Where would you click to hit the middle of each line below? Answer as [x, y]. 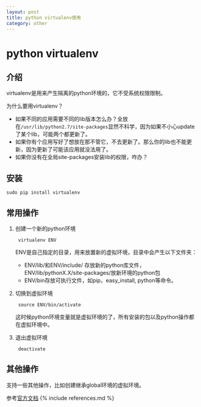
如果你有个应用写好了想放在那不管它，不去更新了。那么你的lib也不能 [101, 142]
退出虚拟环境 [31, 338]
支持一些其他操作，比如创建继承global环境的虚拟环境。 [76, 385]
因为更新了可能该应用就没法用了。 [69, 149]
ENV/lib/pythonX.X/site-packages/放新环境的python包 [92, 273]
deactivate [32, 349]
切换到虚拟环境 [34, 293]
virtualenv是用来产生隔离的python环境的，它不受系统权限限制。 [86, 93]
